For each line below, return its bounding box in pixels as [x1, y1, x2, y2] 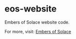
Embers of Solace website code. [4, 19, 70, 25]
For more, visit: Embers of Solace [4, 28, 72, 34]
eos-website [4, 3, 57, 14]
